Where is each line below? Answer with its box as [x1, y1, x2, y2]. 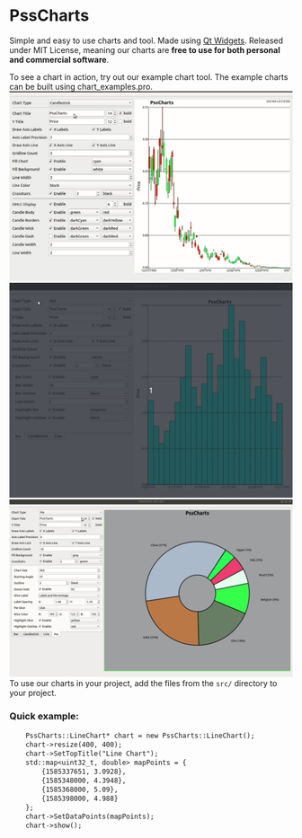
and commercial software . [9, 54, 110, 65]
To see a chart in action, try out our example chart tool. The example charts [9, 71, 289, 82]
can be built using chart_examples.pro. [9, 81, 153, 92]
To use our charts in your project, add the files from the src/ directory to [9, 677, 278, 688]
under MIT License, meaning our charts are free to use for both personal [9, 44, 280, 55]
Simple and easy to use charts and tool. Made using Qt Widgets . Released [9, 35, 284, 46]
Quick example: [9, 710, 79, 722]
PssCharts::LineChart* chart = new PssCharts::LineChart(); [25, 731, 255, 741]
